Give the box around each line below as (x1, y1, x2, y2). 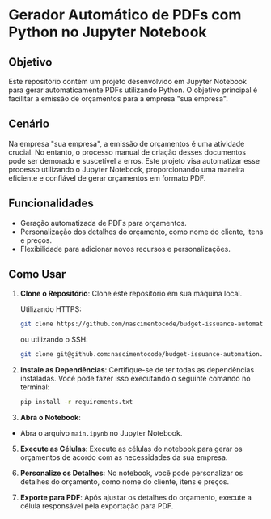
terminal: (19, 382, 50, 392)
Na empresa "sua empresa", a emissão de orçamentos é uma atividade (8, 138, 245, 148)
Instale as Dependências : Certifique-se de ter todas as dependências (19, 365, 255, 375)
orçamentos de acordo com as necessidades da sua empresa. (19, 453, 228, 462)
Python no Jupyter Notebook (8, 23, 208, 41)
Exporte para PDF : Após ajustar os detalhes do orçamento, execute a (19, 492, 252, 503)
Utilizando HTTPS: (19, 304, 83, 314)
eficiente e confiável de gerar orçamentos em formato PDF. (8, 172, 206, 183)
